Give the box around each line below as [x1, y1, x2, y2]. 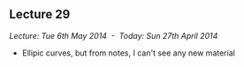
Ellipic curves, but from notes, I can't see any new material [21, 48, 236, 58]
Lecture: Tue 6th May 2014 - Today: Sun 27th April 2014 [9, 30, 218, 41]
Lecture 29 [9, 7, 71, 22]
